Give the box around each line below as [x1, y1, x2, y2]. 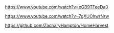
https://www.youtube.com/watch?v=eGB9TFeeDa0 [5, 4, 109, 10]
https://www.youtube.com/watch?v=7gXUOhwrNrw [5, 13, 109, 19]
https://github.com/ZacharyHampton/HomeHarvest [5, 22, 109, 28]
